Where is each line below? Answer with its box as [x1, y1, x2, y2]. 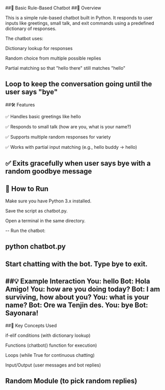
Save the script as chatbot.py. [5, 208, 68, 214]
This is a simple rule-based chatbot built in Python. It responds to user [5, 15, 153, 20]
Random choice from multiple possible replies [5, 55, 101, 61]
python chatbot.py [5, 242, 66, 251]
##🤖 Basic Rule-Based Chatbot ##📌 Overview [5, 5, 101, 11]
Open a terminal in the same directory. [5, 218, 86, 224]
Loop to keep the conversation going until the [5, 80, 152, 89]
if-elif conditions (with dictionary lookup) [5, 332, 91, 339]
